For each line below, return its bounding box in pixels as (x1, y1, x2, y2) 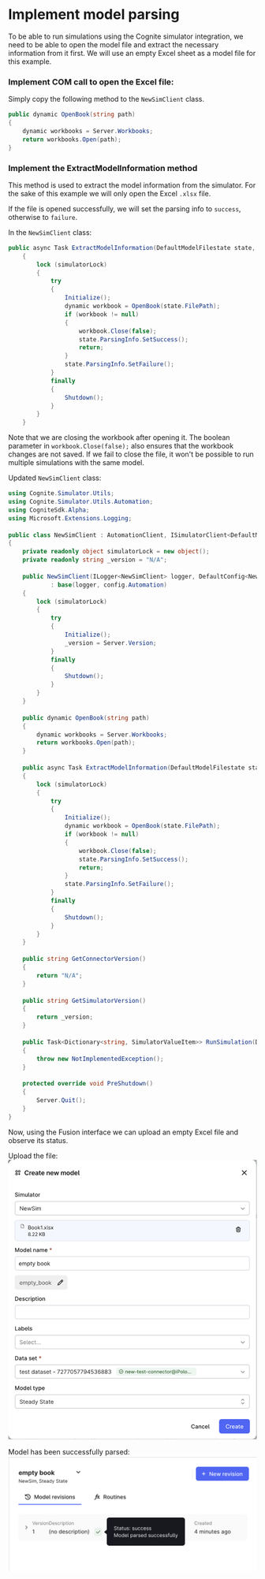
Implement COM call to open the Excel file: (8, 76, 174, 88)
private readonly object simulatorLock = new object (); (22, 548, 211, 556)
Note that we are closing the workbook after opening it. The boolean (8, 433, 230, 442)
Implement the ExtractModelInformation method (8, 162, 198, 173)
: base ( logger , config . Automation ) (50, 581, 168, 589)
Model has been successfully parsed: (8, 1447, 130, 1457)
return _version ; (36, 1013, 93, 1022)
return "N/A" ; (36, 971, 83, 979)
